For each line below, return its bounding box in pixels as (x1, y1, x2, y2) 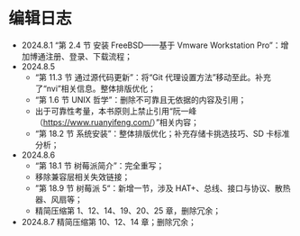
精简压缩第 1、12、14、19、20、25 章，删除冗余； (34, 204, 222, 216)
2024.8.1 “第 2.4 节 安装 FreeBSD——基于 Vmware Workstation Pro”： (21, 40, 281, 50)
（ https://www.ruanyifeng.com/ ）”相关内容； (34, 116, 199, 127)
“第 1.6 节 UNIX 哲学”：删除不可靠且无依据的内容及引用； (34, 94, 247, 104)
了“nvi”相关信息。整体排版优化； (34, 83, 157, 94)
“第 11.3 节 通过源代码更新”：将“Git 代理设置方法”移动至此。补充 (34, 71, 272, 82)
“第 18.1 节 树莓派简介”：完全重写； (34, 159, 165, 171)
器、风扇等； (34, 194, 83, 204)
